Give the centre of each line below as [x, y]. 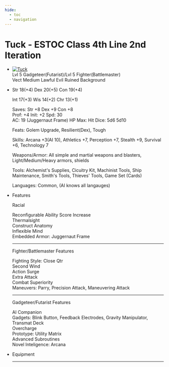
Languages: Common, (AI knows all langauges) [61, 186]
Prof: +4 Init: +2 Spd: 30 [37, 115]
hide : [10, 10]
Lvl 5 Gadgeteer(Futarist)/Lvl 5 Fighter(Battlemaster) [66, 75]
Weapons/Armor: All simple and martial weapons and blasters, [77, 155]
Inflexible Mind [27, 231]
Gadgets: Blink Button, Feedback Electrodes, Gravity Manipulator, [80, 318]
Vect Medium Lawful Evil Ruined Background [59, 80]
